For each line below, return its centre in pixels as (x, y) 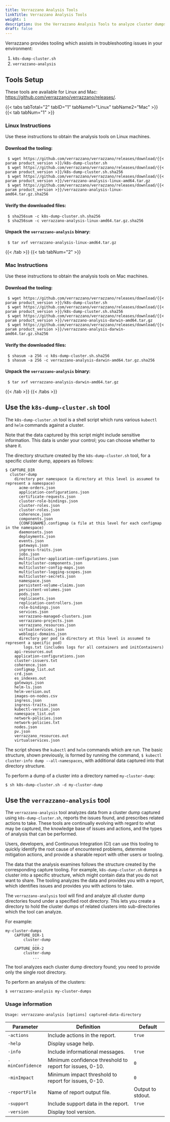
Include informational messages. (86, 1052)
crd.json (24, 674)
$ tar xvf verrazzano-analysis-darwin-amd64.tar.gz (63, 382)
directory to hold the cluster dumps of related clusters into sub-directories (83, 906)
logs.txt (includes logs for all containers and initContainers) (94, 647)
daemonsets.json (36, 532)
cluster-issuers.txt (36, 660)
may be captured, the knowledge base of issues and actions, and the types (84, 829)
